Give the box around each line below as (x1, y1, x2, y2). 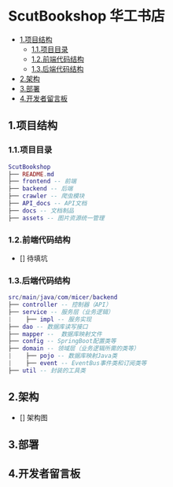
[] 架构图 (19, 412, 48, 422)
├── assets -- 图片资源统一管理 (8, 214, 105, 222)
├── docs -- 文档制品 (8, 206, 75, 215)
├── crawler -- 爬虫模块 (8, 192, 85, 201)
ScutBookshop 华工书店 (8, 7, 165, 25)
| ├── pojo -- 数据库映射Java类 (8, 352, 118, 360)
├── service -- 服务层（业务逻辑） (8, 308, 114, 315)
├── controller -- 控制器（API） (8, 301, 112, 309)
